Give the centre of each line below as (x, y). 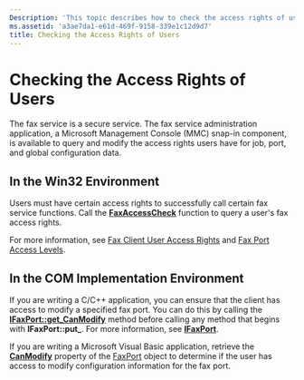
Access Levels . (38, 249)
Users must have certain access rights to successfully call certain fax (139, 203)
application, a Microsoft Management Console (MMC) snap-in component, (148, 133)
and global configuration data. (66, 153)
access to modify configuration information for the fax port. (120, 365)
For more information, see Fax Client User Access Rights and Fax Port (139, 240)
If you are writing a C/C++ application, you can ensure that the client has (145, 299)
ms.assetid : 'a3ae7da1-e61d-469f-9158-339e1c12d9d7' (111, 26)
